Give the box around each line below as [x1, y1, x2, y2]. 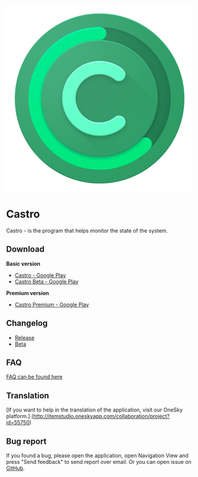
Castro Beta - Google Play [14, 278, 79, 285]
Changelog [6, 318, 48, 328]
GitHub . [6, 465, 25, 472]
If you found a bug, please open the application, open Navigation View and [6, 452, 189, 459]
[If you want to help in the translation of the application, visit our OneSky [6, 406, 183, 413]
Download [6, 244, 44, 255]
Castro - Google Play [14, 271, 66, 278]
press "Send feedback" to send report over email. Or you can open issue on [6, 459, 191, 465]
